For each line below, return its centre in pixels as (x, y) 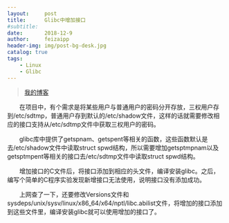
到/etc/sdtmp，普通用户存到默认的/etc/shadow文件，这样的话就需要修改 (110, 116)
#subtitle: (23, 26)
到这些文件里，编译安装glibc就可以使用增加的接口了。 (84, 211)
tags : (15, 59)
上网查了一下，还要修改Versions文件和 (74, 194)
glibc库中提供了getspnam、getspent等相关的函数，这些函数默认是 (114, 139)
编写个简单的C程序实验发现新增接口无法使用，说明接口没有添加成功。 (107, 179)
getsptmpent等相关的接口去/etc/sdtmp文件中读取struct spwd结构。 (103, 156)
